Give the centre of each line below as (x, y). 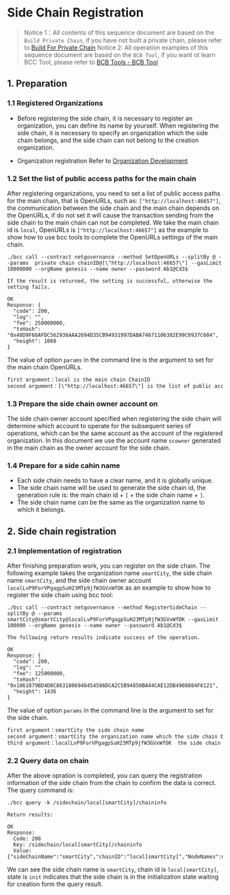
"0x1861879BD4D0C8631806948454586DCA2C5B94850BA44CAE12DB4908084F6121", (113, 685)
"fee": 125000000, (40, 673)
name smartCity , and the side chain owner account (79, 580)
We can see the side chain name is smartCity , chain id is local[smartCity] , (113, 869)
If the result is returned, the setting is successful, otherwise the (110, 281)
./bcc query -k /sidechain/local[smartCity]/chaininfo (87, 802)
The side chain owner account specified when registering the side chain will (114, 418)
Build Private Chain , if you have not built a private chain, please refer (123, 40)
